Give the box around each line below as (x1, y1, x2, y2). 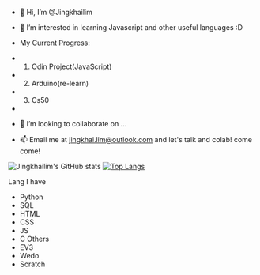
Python (19, 192, 43, 202)
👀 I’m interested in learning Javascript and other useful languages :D (19, 23, 243, 32)
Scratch (19, 259, 46, 269)
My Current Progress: (19, 38, 91, 47)
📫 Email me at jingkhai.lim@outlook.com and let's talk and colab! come (19, 135, 253, 144)
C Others (19, 234, 50, 243)
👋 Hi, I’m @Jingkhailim (19, 8, 93, 17)
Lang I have (8, 177, 46, 186)
